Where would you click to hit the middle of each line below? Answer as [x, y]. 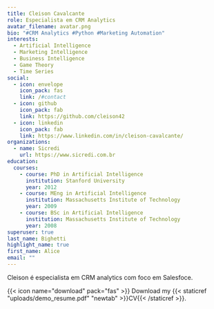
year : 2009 [41, 207]
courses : [26, 168]
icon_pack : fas [41, 91]
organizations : [29, 142]
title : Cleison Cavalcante [46, 13]
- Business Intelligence [49, 59]
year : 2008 [41, 225]
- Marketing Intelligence [51, 53]
